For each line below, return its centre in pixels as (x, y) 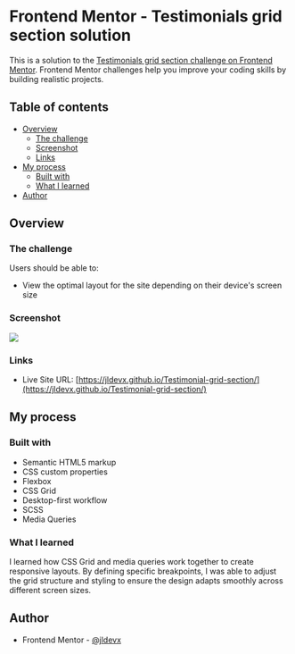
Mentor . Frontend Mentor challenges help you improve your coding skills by (148, 70)
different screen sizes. (50, 591)
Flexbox (37, 481)
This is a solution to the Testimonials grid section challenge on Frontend (141, 60)
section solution (70, 35)
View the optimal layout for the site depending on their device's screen (152, 285)
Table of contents (59, 108)
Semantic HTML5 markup (69, 462)
